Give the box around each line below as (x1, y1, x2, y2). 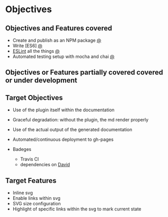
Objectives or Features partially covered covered (5, 68, 163, 77)
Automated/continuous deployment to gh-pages (12, 136, 114, 143)
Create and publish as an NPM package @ (12, 37, 102, 43)
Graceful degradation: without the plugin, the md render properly (12, 117, 149, 123)
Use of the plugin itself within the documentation (12, 107, 115, 113)
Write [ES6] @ (12, 43, 43, 49)
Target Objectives (5, 93, 63, 102)
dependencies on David (20, 162, 70, 168)
